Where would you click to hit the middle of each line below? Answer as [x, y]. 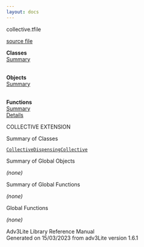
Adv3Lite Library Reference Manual [51, 231]
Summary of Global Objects [41, 161]
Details [15, 115]
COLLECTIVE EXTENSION [38, 127]
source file [20, 41]
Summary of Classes [32, 138]
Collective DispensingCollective [47, 149]
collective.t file [24, 29]
